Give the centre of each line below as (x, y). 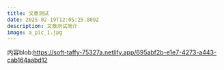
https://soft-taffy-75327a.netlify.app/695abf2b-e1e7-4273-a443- (125, 52)
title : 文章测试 (28, 13)
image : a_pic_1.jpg (35, 32)
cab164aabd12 (27, 60)
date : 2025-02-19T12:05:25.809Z (53, 20)
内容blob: (20, 52)
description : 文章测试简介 (42, 26)
